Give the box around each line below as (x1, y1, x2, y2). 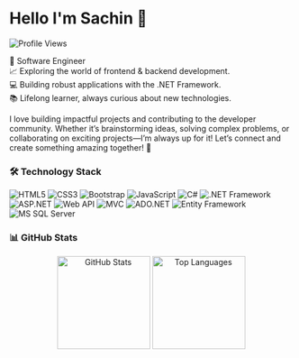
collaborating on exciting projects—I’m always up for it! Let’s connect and (9, 133, 282, 143)
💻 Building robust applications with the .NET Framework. (9, 78, 222, 89)
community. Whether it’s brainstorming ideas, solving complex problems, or (9, 123, 290, 133)
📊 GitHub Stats (9, 232, 78, 244)
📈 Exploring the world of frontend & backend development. (9, 65, 231, 76)
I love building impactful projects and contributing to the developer (9, 113, 257, 124)
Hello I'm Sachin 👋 (9, 8, 148, 29)
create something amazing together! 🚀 (9, 142, 151, 152)
